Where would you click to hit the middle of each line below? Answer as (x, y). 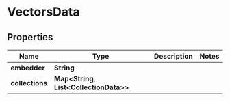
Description (173, 56)
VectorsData (43, 12)
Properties (30, 37)
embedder (28, 68)
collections (29, 83)
